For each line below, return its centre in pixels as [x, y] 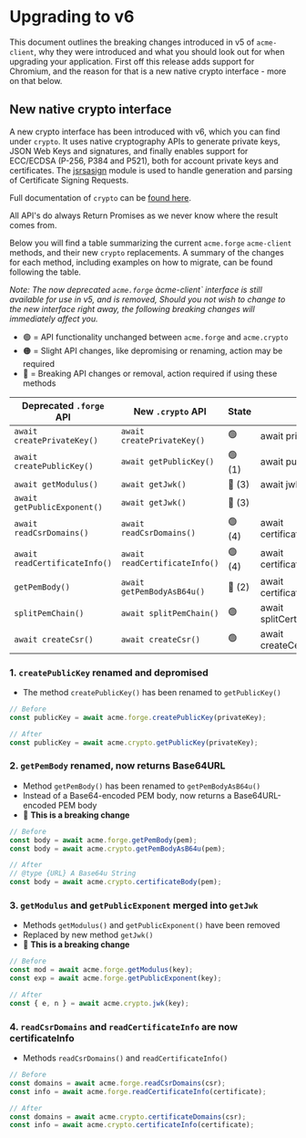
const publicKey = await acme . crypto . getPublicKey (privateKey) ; [134, 742]
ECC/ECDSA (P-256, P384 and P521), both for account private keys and [144, 161]
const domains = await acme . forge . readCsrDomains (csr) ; [117, 1083]
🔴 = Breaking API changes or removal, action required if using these [150, 373]
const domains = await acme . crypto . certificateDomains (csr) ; [128, 1117]
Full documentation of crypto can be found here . [101, 197]
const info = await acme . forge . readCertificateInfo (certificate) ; [138, 1091]
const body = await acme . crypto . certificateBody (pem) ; [116, 882]
